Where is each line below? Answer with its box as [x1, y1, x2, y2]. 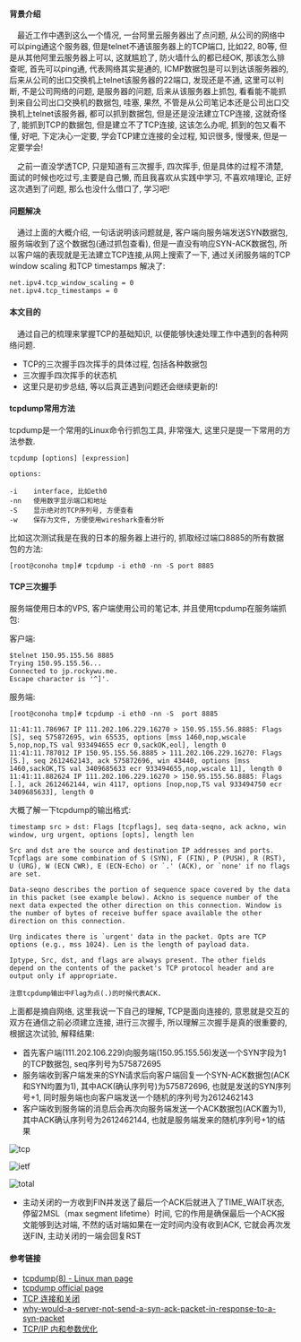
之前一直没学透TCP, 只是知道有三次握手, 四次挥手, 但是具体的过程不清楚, [17, 161, 284, 172]
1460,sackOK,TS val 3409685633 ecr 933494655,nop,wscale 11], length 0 [9, 765, 282, 774]
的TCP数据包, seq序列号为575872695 [21, 1059, 161, 1069]
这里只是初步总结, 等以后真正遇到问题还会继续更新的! [21, 381, 218, 392]
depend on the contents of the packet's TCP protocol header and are [9, 964, 275, 973]
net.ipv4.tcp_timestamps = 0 [9, 287, 118, 296]
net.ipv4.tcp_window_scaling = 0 [9, 279, 134, 288]
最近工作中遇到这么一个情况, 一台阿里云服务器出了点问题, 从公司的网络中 [17, 30, 285, 40]
